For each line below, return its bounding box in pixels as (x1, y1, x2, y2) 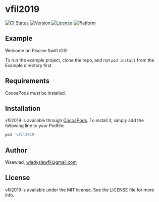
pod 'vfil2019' (5, 133, 37, 137)
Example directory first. (5, 62, 53, 68)
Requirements (5, 77, 50, 85)
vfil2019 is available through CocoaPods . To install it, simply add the (5, 118, 144, 124)
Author (5, 146, 27, 154)
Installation (5, 104, 41, 113)
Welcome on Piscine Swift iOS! (5, 47, 68, 53)
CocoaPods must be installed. (5, 90, 66, 96)
